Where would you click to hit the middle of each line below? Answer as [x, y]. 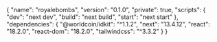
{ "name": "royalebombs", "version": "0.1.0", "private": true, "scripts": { [106, 10]
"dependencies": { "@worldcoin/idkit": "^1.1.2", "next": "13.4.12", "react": [108, 24]
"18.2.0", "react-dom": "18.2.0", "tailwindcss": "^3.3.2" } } [87, 31]
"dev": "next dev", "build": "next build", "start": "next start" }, [93, 17]
